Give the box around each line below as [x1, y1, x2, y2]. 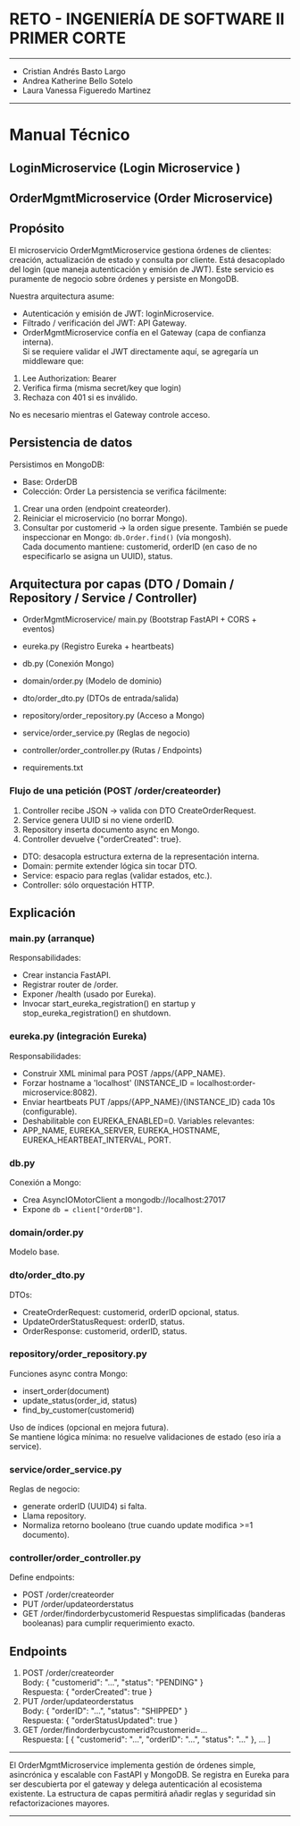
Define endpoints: [9, 1572, 75, 1583]
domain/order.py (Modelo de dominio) [21, 675, 162, 686]
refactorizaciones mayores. [9, 1798, 110, 1809]
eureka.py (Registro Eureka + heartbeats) [21, 641, 175, 652]
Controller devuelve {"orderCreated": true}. [21, 833, 181, 845]
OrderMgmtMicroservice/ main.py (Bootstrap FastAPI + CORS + [21, 614, 257, 625]
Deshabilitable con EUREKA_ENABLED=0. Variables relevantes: [21, 1115, 254, 1126]
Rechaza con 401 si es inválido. [21, 392, 138, 403]
